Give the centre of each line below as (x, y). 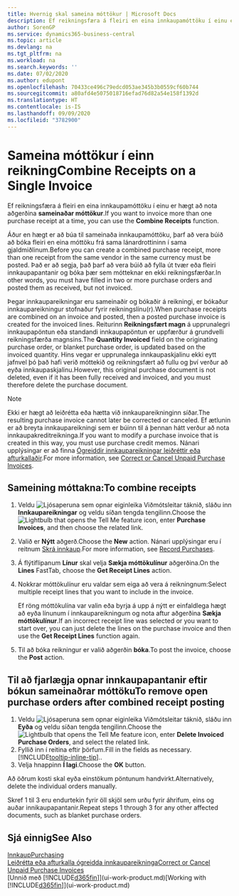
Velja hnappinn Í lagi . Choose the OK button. (82, 765)
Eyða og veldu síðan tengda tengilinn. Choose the (90, 727)
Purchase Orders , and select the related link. (84, 742)
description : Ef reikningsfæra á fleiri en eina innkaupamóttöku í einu (117, 21)
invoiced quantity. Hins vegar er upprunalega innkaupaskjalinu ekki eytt (112, 355)
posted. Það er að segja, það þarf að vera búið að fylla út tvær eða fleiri (112, 265)
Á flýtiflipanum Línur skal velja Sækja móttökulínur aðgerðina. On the (118, 563)
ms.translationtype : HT (43, 101)
